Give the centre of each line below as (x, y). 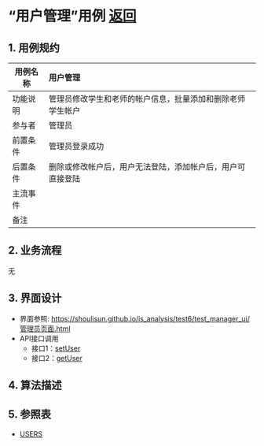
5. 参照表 (29, 414)
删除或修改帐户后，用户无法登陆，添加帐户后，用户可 (147, 167)
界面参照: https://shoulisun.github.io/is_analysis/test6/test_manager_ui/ (134, 318)
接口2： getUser (57, 358)
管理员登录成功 (76, 146)
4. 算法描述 (35, 386)
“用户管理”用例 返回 (72, 16)
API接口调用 (39, 338)
